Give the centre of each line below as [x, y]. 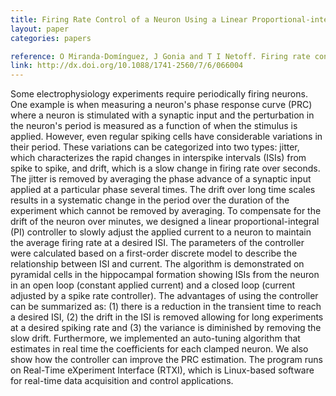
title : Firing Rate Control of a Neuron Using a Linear [129, 19]
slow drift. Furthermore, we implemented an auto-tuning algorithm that [155, 338]
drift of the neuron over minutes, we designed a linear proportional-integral [165, 222]
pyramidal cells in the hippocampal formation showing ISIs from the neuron [165, 275]
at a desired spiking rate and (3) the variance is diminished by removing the [166, 328]
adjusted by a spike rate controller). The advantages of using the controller [164, 296]
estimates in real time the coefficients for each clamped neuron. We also [159, 349]
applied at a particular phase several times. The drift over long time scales [163, 190]
